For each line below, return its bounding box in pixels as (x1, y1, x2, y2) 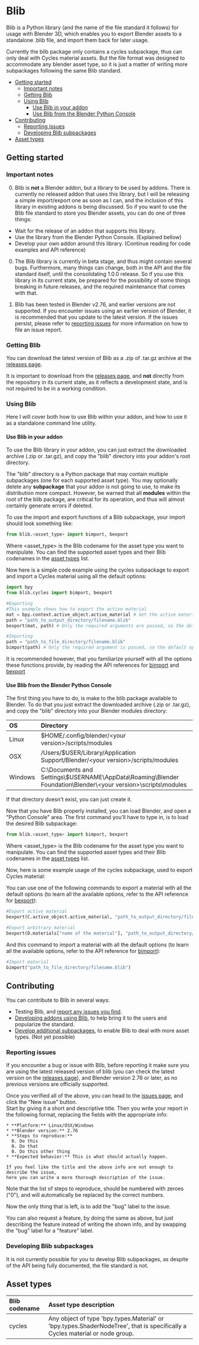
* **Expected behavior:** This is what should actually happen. (6, 1154, 168, 1160)
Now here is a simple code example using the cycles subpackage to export (6, 566, 190, 573)
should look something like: (6, 520, 73, 527)
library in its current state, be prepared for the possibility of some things (14, 277, 191, 284)
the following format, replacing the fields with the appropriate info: (6, 1111, 168, 1118)
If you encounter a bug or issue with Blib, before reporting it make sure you (6, 1062, 190, 1069)
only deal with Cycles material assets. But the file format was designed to (6, 54, 185, 61)
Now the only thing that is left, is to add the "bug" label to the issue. (6, 1203, 171, 1210)
